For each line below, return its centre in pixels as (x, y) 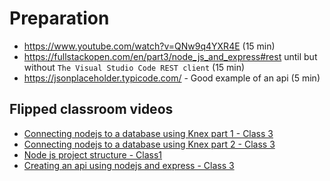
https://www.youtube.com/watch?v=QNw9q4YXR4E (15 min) (149, 46)
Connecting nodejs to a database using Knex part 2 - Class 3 (149, 144)
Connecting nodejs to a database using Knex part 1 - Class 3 (148, 133)
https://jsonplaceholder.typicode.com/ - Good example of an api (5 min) (172, 78)
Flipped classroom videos (91, 109)
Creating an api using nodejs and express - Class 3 (129, 165)
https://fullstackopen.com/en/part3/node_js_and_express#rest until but (170, 56)
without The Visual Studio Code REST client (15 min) (134, 67)
